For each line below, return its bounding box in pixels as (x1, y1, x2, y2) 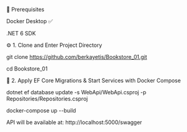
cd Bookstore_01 (6, 65, 48, 72)
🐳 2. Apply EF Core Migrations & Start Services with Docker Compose (6, 77, 181, 84)
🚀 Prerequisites (6, 6, 44, 13)
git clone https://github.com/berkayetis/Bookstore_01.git (6, 54, 147, 60)
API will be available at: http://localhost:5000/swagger (6, 119, 143, 126)
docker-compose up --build (6, 107, 76, 114)
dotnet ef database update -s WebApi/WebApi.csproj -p (6, 89, 147, 96)
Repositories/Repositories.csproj (6, 95, 88, 102)
